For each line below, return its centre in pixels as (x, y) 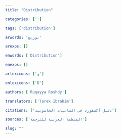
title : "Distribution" (29, 10)
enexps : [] (17, 65)
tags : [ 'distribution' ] (30, 28)
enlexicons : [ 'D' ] (25, 83)
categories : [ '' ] (24, 19)
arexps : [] (17, 47)
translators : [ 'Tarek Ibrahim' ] (39, 101)
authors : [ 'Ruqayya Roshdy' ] (36, 92)
